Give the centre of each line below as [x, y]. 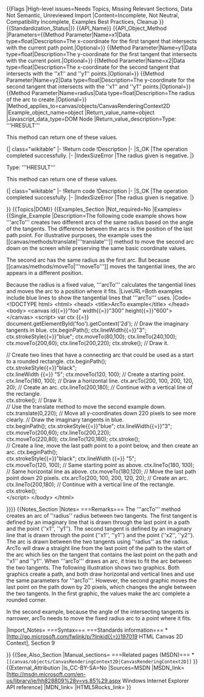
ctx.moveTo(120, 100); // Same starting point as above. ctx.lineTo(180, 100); [100, 465]
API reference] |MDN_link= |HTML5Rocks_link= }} [69, 687]
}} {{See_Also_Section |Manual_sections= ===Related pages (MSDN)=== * [100, 655]
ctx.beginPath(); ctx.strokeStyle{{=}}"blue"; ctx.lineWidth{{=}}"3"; [89, 426]
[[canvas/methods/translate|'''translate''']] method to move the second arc [100, 241]
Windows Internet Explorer [156, 681]
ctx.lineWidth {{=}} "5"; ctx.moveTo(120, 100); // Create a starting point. [96, 374]
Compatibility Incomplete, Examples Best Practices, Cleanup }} [85, 22]
